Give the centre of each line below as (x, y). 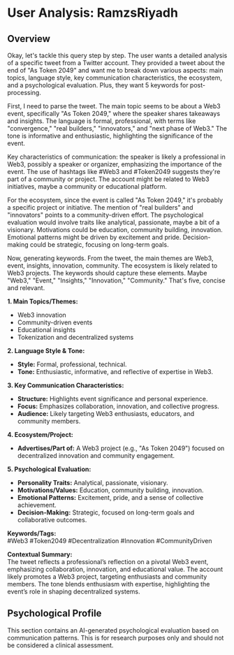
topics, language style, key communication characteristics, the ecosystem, (115, 78)
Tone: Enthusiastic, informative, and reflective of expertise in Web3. (115, 372)
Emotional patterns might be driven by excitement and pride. (94, 237)
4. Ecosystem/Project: (40, 434)
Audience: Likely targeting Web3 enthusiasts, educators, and (105, 413)
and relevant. (26, 288)
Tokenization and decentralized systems (75, 337)
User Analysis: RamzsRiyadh (93, 13)
